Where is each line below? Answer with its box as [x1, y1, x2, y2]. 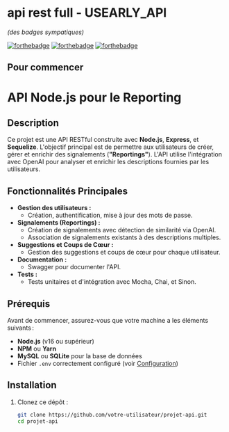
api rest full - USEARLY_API [7, 5, 167, 21]
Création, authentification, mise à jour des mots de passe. [27, 211, 193, 220]
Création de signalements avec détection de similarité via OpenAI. [27, 226, 217, 234]
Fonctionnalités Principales [7, 185, 128, 197]
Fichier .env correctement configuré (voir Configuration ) [17, 359, 179, 367]
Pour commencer [7, 61, 84, 74]
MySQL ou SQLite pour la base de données [17, 351, 142, 360]
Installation [7, 379, 57, 391]
